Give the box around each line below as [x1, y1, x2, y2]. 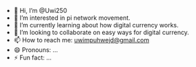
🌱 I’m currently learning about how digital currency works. [13, 21, 179, 29]
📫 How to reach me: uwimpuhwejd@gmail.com [13, 36, 150, 44]
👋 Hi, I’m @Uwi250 [13, 7, 68, 14]
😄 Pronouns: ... [13, 46, 59, 54]
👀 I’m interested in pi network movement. [13, 14, 131, 22]
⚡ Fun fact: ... [13, 53, 52, 62]
